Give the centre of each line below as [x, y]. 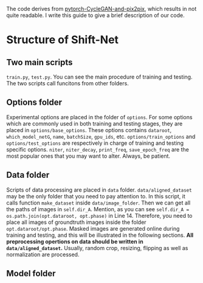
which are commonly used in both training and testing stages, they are [95, 124]
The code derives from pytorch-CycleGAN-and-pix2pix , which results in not [101, 9]
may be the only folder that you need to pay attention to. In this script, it [96, 196]
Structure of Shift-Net [63, 40]
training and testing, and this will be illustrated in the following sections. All [100, 235]
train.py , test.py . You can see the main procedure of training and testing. [99, 77]
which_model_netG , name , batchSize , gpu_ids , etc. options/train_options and [101, 136]
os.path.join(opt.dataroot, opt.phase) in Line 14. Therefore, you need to [99, 215]
